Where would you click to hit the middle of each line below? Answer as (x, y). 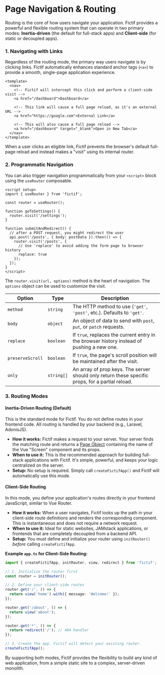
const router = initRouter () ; (36, 576)
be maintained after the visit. (106, 361)
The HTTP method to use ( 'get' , (110, 306)
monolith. (14, 668)
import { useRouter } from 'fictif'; (44, 194)
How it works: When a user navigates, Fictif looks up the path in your (82, 512)
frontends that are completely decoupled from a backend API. (75, 534)
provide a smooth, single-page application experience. (60, 72)
